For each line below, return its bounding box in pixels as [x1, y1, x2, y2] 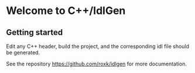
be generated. [6, 49, 40, 56]
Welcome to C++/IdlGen [6, 4, 126, 18]
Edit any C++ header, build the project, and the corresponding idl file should [6, 43, 189, 50]
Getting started [6, 27, 63, 37]
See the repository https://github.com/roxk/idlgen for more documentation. [6, 60, 187, 67]
